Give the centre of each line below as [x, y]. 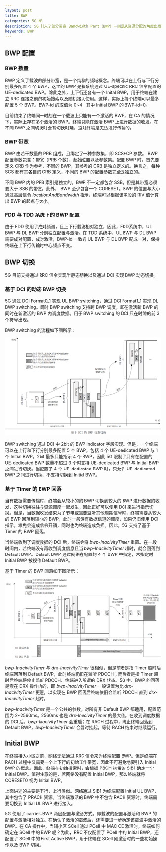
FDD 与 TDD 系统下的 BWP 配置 [42, 215]
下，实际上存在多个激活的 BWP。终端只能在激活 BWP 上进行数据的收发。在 [82, 122]
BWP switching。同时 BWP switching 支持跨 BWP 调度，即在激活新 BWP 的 [82, 307]
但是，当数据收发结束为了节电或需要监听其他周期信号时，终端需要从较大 [87, 513]
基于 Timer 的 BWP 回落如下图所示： [42, 571]
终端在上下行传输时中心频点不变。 [40, 245]
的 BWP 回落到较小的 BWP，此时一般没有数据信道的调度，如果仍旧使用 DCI [82, 519]
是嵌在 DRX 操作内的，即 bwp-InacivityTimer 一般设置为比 [64, 686]
